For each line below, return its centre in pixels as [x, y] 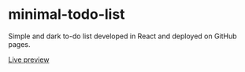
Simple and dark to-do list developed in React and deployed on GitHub [123, 36]
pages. [19, 44]
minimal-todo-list [67, 14]
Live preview [29, 59]
